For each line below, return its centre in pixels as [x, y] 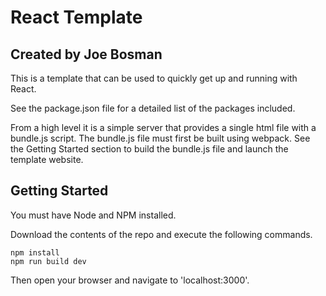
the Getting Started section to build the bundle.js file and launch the [149, 149]
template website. [47, 159]
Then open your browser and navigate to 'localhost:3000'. [130, 280]
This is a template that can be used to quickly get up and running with [154, 78]
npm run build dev [48, 261]
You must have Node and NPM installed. [93, 215]
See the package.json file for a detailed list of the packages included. [153, 108]
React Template [76, 17]
